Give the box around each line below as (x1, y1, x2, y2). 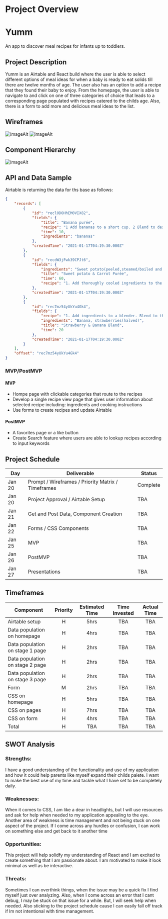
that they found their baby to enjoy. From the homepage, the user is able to (5, 87, 159, 93)
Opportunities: (5, 841, 41, 848)
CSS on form (7, 715, 38, 722)
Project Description (5, 58, 67, 66)
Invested (112, 609, 134, 616)
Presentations (27, 568, 61, 575)
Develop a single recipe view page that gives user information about (12, 396, 153, 403)
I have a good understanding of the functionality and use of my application (5, 767, 159, 773)
